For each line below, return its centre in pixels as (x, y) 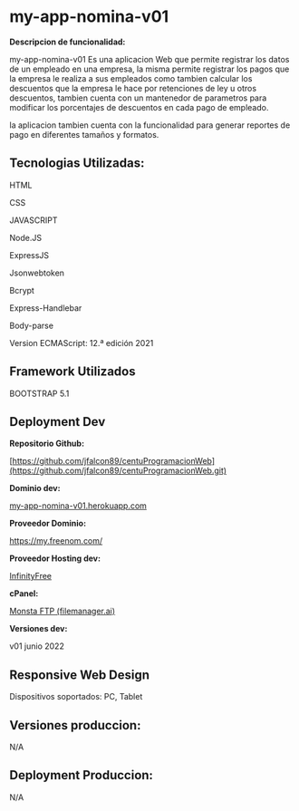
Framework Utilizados (72, 372)
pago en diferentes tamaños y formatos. (84, 134)
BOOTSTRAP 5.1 (39, 393)
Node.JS (26, 237)
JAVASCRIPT (34, 220)
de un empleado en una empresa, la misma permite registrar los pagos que (149, 69)
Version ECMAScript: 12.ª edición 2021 (82, 343)
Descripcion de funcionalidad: (68, 42)
